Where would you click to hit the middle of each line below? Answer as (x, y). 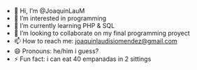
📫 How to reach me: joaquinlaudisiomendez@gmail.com (95, 41)
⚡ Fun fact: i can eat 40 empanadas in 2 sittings (82, 59)
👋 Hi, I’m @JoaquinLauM (49, 11)
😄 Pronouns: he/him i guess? (56, 51)
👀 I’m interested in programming (60, 18)
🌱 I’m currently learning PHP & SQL (64, 26)
